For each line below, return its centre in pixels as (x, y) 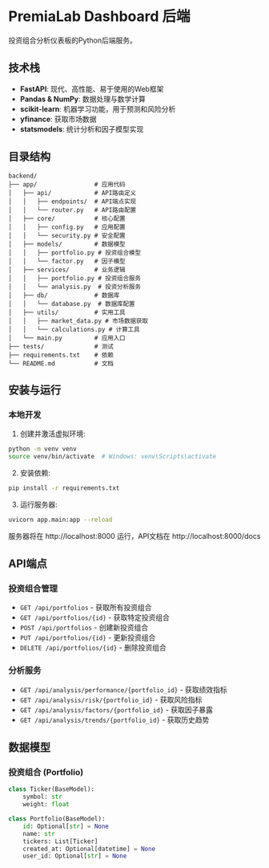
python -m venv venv (43, 449)
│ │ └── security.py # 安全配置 (67, 235)
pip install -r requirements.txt (64, 488)
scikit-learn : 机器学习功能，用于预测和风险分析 (98, 108)
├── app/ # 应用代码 (67, 184)
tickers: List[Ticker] (60, 841)
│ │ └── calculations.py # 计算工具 (74, 329)
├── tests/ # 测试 (61, 346)
